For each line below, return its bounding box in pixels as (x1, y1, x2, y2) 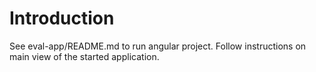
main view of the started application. (9, 50, 160, 62)
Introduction (9, 7, 115, 30)
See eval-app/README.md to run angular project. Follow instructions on (9, 40, 307, 52)
